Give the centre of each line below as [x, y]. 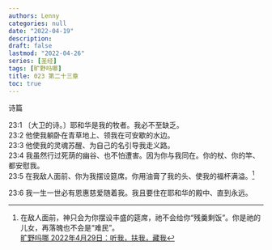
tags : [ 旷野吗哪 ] [35, 69]
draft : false [30, 46]
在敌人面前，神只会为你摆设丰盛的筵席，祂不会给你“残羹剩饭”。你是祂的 [140, 218]
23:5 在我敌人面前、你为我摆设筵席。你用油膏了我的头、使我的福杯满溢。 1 [132, 175]
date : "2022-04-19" [41, 31]
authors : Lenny [34, 16]
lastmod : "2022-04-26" [47, 53]
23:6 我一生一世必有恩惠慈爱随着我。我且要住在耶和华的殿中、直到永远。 [130, 193]
